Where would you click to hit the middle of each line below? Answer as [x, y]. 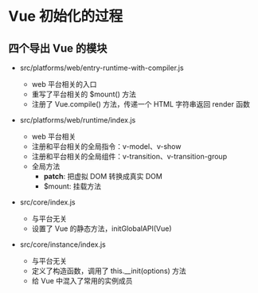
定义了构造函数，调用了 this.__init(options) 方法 [109, 271]
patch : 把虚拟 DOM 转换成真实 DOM [103, 176]
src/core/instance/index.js [63, 244]
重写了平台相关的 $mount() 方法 [84, 94]
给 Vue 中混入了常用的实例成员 [82, 281]
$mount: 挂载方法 [72, 186]
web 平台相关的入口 [64, 84]
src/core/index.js [47, 202]
